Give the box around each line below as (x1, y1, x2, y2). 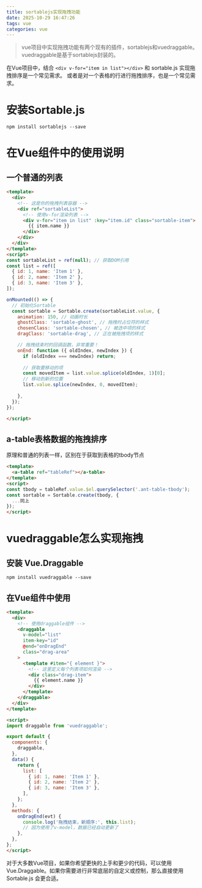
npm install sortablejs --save (6, 124, 86, 130)
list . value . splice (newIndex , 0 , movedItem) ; (22, 382, 138, 388)
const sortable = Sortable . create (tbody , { (6, 492, 119, 498)
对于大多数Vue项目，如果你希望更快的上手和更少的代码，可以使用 (6, 859, 173, 867)
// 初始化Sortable (12, 302, 56, 308)
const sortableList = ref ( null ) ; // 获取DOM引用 (6, 257, 129, 263)
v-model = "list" (22, 632, 62, 638)
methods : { (12, 807, 40, 814)
